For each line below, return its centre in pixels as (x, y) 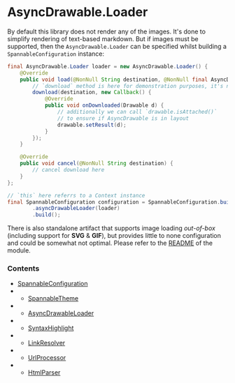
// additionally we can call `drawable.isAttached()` (137, 112)
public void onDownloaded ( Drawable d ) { (104, 105)
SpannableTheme (53, 299)
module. (19, 250)
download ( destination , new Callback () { (92, 92)
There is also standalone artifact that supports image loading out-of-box (111, 228)
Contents (23, 269)
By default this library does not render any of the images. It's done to (107, 31)
